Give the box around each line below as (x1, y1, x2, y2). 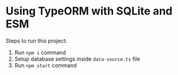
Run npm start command (14, 62, 77, 69)
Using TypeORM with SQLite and (5, 4, 173, 18)
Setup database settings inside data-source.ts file (14, 55, 140, 62)
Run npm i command (14, 48, 66, 56)
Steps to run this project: (5, 37, 67, 44)
